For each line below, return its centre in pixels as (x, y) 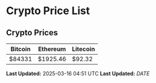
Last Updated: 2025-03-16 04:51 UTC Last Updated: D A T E (78, 74)
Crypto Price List (48, 11)
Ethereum (52, 49)
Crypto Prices (32, 33)
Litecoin (83, 49)
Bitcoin (21, 49)
